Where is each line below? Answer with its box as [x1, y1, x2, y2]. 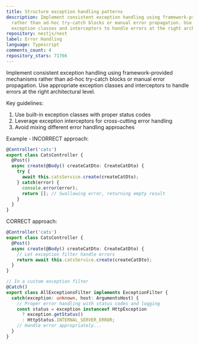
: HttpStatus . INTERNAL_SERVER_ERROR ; [21, 317, 115, 323]
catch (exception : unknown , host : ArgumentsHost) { [11, 295, 139, 301]
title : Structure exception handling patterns [6, 8, 123, 15]
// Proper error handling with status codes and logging [17, 301, 161, 306]
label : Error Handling [6, 36, 62, 42]
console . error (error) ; [21, 185, 78, 191]
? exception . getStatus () [21, 312, 84, 318]
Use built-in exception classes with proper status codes [14, 111, 151, 118]
